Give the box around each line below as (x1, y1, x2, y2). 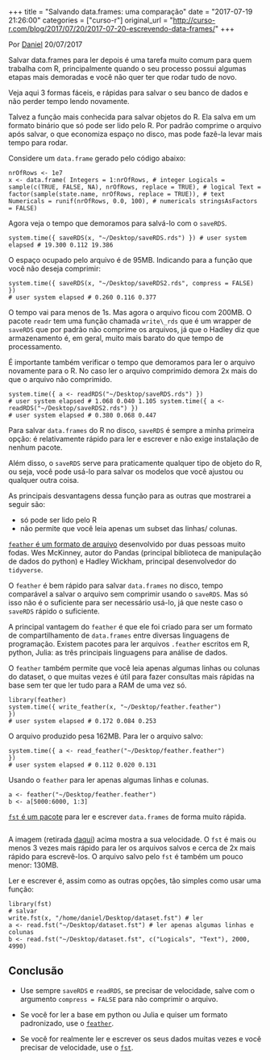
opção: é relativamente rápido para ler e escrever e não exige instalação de (8, 434, 260, 443)
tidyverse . (8, 565, 44, 575)
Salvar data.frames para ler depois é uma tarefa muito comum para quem (8, 56, 252, 64)
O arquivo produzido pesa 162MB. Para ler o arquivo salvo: (8, 731, 203, 741)
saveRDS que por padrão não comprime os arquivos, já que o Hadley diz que (8, 325, 260, 334)
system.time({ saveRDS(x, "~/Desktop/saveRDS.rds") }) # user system (8, 234, 247, 242)
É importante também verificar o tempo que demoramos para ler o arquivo (8, 358, 255, 367)
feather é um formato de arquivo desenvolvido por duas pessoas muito (8, 539, 246, 549)
